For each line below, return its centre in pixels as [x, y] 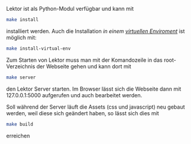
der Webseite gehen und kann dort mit [84, 66]
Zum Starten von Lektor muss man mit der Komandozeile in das [84, 60]
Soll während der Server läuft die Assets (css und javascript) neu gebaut [96, 107]
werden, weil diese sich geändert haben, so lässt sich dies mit [83, 113]
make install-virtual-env [38, 48]
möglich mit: [22, 37]
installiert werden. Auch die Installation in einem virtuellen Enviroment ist [95, 31]
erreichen [18, 136]
